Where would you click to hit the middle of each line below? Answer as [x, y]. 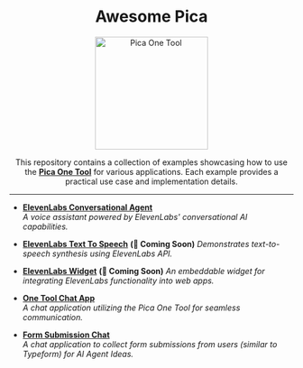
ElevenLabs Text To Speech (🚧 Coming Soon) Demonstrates [136, 244]
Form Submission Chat [66, 335]
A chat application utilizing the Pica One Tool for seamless [131, 308]
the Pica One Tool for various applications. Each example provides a [151, 171]
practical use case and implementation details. [151, 181]
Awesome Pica [151, 17]
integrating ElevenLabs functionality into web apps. [118, 281]
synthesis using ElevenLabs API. [113, 253]
